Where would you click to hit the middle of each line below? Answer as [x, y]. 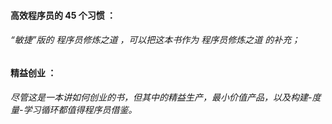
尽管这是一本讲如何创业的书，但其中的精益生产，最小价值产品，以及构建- [161, 97]
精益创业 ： [33, 72]
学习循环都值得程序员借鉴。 [80, 110]
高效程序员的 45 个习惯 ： [63, 15]
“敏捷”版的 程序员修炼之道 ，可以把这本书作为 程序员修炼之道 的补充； [155, 40]
